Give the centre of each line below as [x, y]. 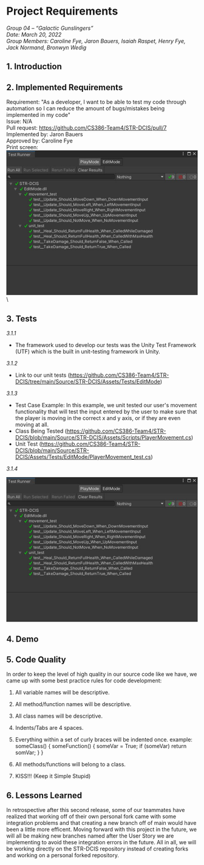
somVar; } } [29, 752]
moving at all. [32, 425]
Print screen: [22, 147]
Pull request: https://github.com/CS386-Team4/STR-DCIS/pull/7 [87, 128]
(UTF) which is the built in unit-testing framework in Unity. [88, 352]
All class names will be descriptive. [59, 716]
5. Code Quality [36, 660]
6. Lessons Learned [44, 795]
